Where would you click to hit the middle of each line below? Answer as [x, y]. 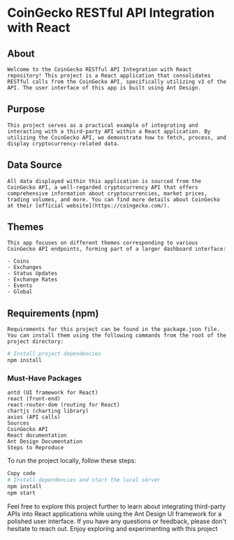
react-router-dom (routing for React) [64, 405]
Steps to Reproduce [36, 448]
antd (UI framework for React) [53, 393]
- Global [20, 292]
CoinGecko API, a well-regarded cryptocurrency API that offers [103, 187]
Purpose [26, 109]
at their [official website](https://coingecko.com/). [89, 205]
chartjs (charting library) [48, 411]
